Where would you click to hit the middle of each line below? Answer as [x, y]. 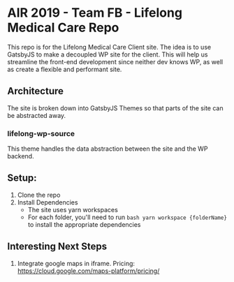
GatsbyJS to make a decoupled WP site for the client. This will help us [108, 54]
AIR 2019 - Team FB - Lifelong [95, 13]
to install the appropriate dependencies [84, 224]
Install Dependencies [47, 202]
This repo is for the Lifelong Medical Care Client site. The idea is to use [109, 47]
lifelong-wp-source [41, 133]
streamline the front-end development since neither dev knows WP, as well [115, 61]
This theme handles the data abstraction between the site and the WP [108, 149]
